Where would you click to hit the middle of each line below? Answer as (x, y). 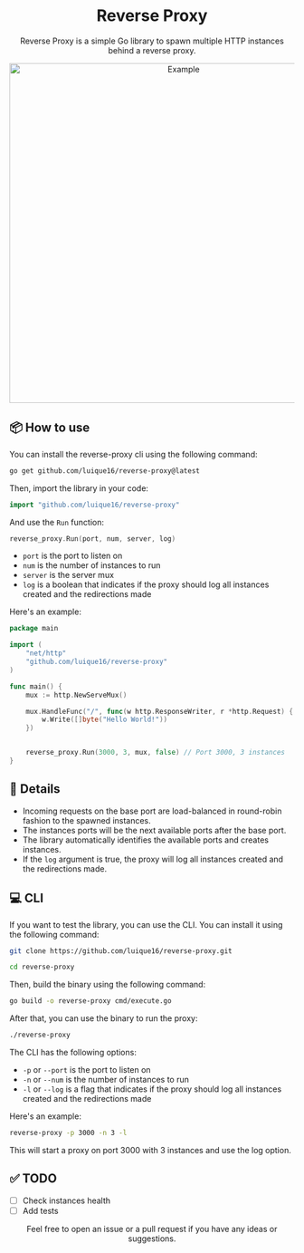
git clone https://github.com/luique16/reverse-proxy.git (121, 951)
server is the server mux (68, 575)
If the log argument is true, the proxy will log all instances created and (152, 859)
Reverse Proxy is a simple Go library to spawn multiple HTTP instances (152, 41)
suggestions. (152, 1239)
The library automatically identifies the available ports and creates (146, 840)
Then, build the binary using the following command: (108, 985)
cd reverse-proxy (42, 967)
